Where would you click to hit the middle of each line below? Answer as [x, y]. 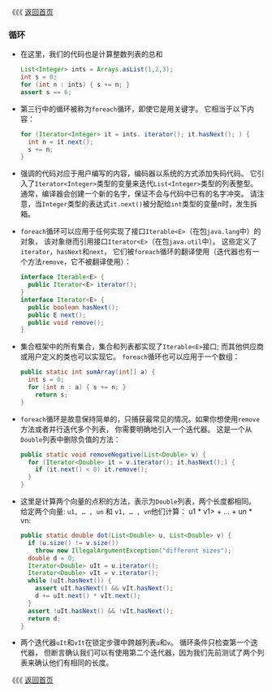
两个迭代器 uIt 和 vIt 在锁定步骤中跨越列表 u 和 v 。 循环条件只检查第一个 [136, 642]
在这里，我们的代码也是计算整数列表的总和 [91, 54]
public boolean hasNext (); [73, 307]
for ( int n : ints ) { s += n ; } [75, 85]
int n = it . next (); [61, 142]
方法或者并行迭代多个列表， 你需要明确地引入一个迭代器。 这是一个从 [136, 429]
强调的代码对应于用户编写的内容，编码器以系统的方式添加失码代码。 [134, 174]
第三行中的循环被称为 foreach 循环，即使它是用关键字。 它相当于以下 [134, 109]
